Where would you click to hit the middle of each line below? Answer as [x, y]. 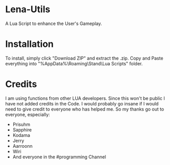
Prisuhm [21, 124]
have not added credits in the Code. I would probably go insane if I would [82, 103]
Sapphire [22, 130]
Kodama [21, 135]
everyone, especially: [27, 114]
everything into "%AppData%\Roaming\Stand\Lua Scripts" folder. [74, 63]
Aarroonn [23, 146]
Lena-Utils [28, 9]
